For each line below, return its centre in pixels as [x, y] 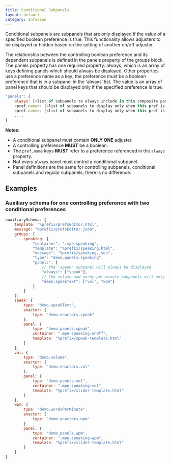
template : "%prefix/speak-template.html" [77, 339]
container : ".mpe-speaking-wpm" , [68, 438]
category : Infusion [26, 19]
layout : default [22, 15]
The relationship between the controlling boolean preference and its [77, 55]
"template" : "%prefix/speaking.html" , [74, 248]
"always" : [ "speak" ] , [64, 272]
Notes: [13, 130]
